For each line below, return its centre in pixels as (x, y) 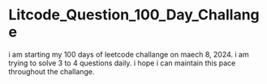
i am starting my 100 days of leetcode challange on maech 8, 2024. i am (129, 54)
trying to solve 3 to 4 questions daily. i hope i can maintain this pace (122, 63)
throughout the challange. (52, 71)
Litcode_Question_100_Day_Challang (134, 15)
